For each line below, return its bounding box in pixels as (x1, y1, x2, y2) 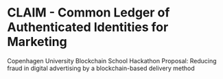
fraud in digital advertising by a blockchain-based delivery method (7, 64, 196, 72)
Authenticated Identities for (7, 19, 169, 35)
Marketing (7, 34, 67, 49)
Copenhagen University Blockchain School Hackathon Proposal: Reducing (7, 56, 217, 65)
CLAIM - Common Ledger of (7, 5, 170, 21)
